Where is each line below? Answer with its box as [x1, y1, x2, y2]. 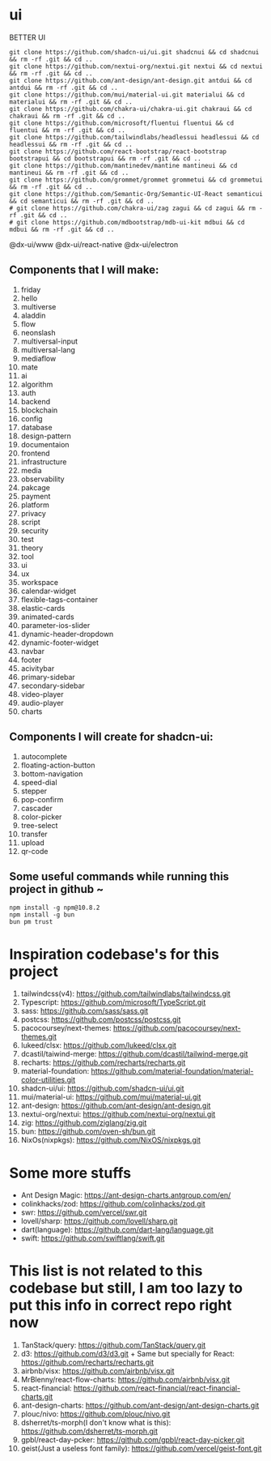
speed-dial [20, 777, 57, 787]
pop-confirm [20, 794, 64, 804]
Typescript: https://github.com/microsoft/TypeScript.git [20, 997, 206, 1007]
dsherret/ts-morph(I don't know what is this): [20, 1418, 171, 1428]
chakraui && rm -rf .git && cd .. [9, 112, 126, 120]
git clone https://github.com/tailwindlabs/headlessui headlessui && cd [9, 133, 260, 141]
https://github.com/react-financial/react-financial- [73, 1383, 241, 1393]
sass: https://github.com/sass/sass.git [20, 1006, 149, 1016]
